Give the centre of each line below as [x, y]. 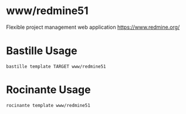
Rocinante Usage [48, 90]
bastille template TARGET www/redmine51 [56, 66]
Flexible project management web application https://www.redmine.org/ [93, 27]
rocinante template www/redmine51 [48, 105]
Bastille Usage [42, 51]
